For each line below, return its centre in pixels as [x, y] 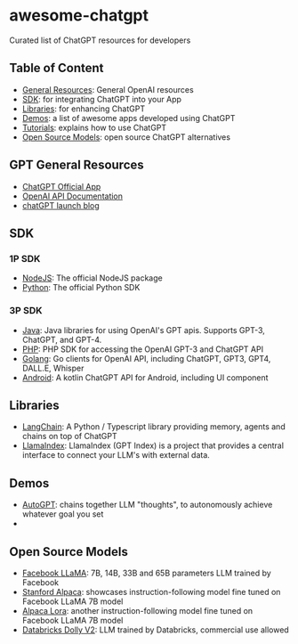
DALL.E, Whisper [53, 368]
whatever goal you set [63, 514]
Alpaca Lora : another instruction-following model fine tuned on [137, 610]
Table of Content [56, 68]
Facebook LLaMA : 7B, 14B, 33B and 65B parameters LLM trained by [146, 573]
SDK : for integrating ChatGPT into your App [102, 99]
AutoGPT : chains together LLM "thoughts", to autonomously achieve [147, 505]
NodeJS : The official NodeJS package [92, 278]
